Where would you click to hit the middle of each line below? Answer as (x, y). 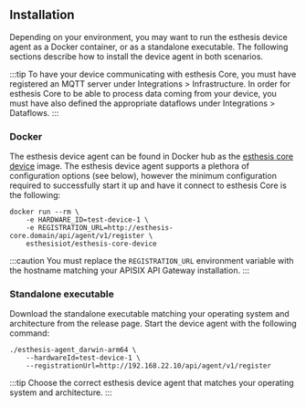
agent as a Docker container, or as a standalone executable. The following (149, 47)
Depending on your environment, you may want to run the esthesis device (148, 37)
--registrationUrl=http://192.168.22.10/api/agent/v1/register (149, 366)
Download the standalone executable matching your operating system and (149, 314)
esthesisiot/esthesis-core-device (91, 244)
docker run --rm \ (44, 212)
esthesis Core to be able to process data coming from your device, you (143, 93)
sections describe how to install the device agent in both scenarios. (136, 56)
